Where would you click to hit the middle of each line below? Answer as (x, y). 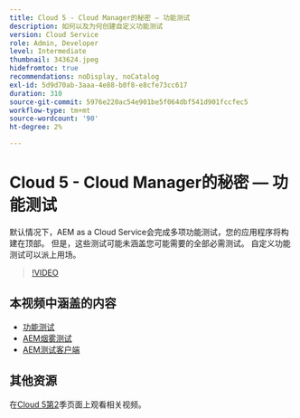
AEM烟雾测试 (47, 338)
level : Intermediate (48, 52)
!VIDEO (45, 272)
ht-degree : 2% (36, 128)
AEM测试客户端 (51, 349)
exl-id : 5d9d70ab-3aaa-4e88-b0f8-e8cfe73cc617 (98, 85)
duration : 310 (36, 93)
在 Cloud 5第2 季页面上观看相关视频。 (78, 404)
